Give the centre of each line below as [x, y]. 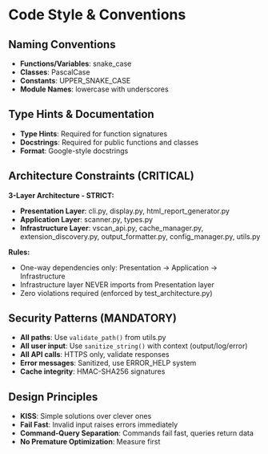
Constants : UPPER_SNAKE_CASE [75, 81]
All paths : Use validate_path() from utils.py [93, 338]
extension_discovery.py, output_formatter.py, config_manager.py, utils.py [140, 236]
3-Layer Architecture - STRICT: [61, 195]
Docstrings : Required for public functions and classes [109, 142]
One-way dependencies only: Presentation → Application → [118, 267]
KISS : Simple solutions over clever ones [86, 416]
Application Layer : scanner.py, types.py [86, 219]
